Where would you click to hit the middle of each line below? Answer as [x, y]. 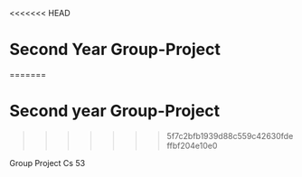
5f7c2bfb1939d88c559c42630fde [230, 135]
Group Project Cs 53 [47, 163]
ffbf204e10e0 [192, 145]
